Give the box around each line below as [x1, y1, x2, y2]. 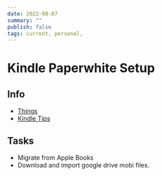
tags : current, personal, [7, 30, 83, 37]
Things [17, 107, 38, 115]
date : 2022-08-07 [7, 10, 58, 18]
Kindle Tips [17, 114, 50, 123]
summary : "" [7, 17, 42, 24]
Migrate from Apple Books [17, 153, 94, 162]
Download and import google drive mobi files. [17, 161, 149, 170]
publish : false [7, 23, 52, 30]
